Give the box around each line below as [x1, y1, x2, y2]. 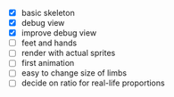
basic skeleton [21, 8, 75, 18]
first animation [21, 58, 75, 69]
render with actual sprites [21, 48, 116, 59]
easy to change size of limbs [21, 68, 127, 78]
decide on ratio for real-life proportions [21, 77, 166, 88]
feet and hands [21, 37, 78, 48]
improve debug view [21, 28, 97, 38]
